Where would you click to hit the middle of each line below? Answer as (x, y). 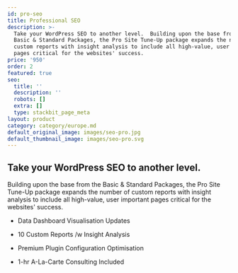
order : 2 (20, 66)
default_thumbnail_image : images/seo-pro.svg (75, 139)
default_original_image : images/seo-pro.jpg (74, 132)
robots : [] (30, 100)
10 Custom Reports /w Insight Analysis (74, 235)
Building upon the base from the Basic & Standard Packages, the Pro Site (114, 185)
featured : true (30, 73)
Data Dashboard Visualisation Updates (74, 221)
